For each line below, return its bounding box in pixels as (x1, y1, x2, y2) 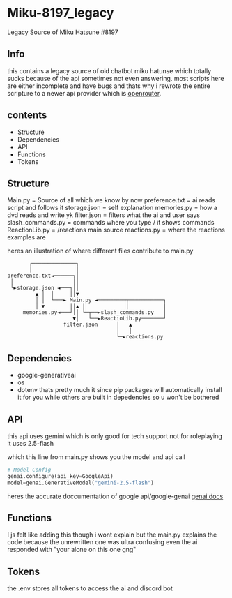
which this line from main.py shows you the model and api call (7, 453, 186, 461)
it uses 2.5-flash (7, 440, 54, 447)
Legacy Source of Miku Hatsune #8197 (7, 28, 118, 36)
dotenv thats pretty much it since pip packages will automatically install (17, 386, 222, 394)
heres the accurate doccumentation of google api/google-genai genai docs (7, 492, 224, 500)
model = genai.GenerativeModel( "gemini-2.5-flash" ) (7, 479, 155, 486)
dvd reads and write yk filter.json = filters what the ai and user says (7, 211, 201, 219)
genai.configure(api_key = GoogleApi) (7, 472, 114, 479)
